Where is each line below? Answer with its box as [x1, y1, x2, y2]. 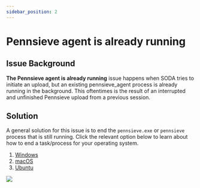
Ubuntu [14, 164, 34, 171]
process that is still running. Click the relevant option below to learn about [6, 133, 188, 141]
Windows [14, 151, 38, 159]
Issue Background [6, 58, 75, 69]
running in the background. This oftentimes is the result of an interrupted [6, 87, 186, 94]
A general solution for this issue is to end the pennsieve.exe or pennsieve [6, 127, 185, 134]
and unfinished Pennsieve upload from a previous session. [6, 94, 151, 101]
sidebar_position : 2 [6, 8, 58, 15]
